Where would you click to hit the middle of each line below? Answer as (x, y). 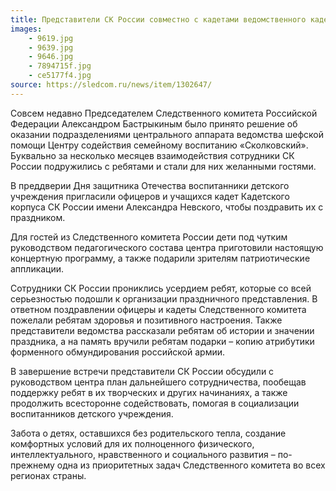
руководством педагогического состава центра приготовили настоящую (167, 247)
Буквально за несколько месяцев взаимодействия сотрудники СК (152, 155)
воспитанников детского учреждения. (92, 413)
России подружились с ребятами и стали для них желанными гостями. (163, 166)
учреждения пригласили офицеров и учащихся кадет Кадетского (150, 196)
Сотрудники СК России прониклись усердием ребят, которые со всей (161, 288)
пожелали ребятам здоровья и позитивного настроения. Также (146, 320)
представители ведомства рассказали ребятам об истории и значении (162, 330)
